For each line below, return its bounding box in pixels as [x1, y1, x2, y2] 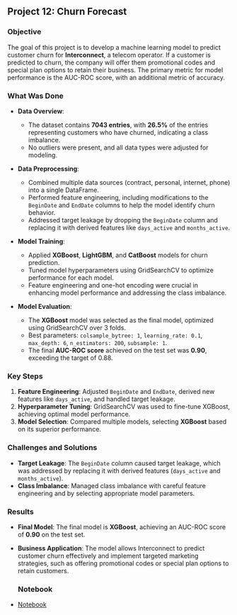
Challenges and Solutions [7, 443, 98, 453]
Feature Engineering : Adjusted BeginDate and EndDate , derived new [17, 388, 215, 396]
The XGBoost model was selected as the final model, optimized [28, 315, 214, 325]
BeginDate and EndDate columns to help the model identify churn [28, 201, 216, 209]
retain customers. [17, 566, 69, 575]
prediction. [28, 258, 60, 266]
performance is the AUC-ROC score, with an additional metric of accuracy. [7, 73, 225, 81]
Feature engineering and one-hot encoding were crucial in [28, 281, 199, 289]
